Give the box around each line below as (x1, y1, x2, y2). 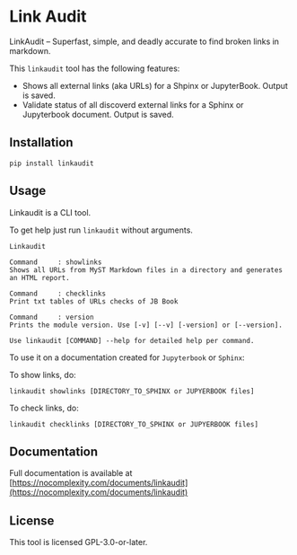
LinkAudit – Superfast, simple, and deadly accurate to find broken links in (9, 36, 280, 47)
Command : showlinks (9, 258, 102, 267)
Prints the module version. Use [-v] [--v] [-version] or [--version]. (9, 321, 283, 330)
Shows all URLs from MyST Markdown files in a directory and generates (9, 265, 283, 275)
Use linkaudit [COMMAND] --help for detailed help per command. (9, 336, 255, 345)
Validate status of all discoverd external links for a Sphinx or (22, 99, 244, 110)
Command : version (9, 313, 94, 322)
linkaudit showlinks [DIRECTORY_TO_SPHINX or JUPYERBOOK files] (9, 386, 255, 396)
